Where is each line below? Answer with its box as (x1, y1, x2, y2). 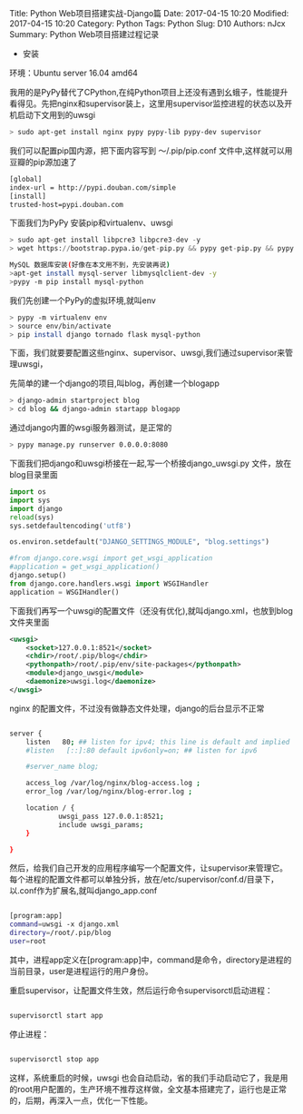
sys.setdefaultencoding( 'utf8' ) (9, 521, 132, 530)
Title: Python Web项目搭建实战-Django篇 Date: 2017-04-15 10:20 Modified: (9, 8, 289, 18)
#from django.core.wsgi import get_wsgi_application (9, 554, 213, 563)
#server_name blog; (25, 762, 100, 772)
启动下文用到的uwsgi (16, 110, 96, 120)
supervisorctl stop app (9, 1054, 100, 1064)
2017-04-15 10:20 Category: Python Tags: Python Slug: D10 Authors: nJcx (9, 18, 286, 29)
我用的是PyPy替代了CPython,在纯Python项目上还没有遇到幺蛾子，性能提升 (9, 87, 288, 97)
